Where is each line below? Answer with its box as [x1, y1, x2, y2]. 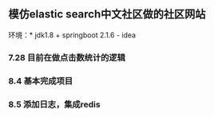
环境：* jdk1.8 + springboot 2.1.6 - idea [8, 30, 137, 40]
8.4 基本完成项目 [8, 75, 73, 86]
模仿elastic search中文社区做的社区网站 [8, 7, 206, 21]
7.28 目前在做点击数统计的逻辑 [8, 52, 126, 63]
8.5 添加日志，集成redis [8, 99, 101, 110]
